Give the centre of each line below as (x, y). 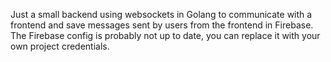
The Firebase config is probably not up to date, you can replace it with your (165, 35)
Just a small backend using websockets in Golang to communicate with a (161, 14)
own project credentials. (60, 46)
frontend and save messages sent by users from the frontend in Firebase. (162, 25)
